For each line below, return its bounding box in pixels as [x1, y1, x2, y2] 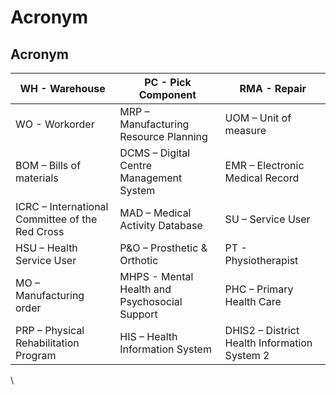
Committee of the [15, 212, 98, 226]
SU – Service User [224, 212, 311, 226]
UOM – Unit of [224, 111, 292, 125]
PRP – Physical [15, 324, 85, 337]
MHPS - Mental [119, 270, 194, 283]
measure [224, 124, 267, 137]
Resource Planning [119, 130, 208, 143]
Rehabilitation [15, 336, 80, 350]
